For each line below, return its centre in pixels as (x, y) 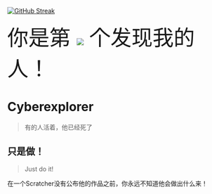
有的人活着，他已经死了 (58, 127)
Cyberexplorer (51, 107)
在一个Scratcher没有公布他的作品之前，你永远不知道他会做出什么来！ (108, 183)
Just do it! (39, 169)
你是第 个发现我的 (101, 38)
